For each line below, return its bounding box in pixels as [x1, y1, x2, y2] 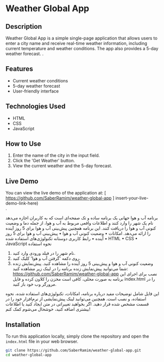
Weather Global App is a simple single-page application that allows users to [5, 35, 158, 41]
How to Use [5, 140, 41, 148]
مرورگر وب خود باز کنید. [12, 281, 57, 287]
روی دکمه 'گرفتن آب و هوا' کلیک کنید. [12, 255, 81, 261]
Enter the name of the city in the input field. [12, 152, 100, 158]
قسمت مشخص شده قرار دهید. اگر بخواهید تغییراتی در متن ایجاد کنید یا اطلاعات [5, 301, 149, 307]
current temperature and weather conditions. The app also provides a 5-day [5, 46, 159, 51]
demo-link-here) [5, 200, 39, 206]
